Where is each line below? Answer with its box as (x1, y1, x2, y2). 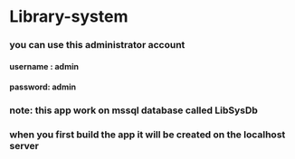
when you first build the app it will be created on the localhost (9, 128, 286, 141)
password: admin (9, 81, 77, 92)
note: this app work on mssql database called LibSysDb (9, 104, 258, 117)
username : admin (9, 61, 80, 71)
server (9, 140, 39, 153)
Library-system (9, 6, 128, 27)
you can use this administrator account (9, 39, 186, 51)
